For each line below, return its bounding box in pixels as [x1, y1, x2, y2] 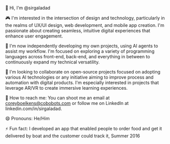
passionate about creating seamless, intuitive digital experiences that [5, 28, 151, 33]
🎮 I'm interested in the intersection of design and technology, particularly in [5, 15, 165, 21]
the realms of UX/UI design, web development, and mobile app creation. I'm [5, 22, 164, 28]
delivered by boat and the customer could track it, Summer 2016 [5, 133, 140, 139]
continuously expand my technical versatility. [5, 59, 100, 65]
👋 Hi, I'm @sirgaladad [5, 5, 51, 11]
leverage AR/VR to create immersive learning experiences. [5, 85, 128, 91]
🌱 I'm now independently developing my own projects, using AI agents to [5, 43, 158, 49]
